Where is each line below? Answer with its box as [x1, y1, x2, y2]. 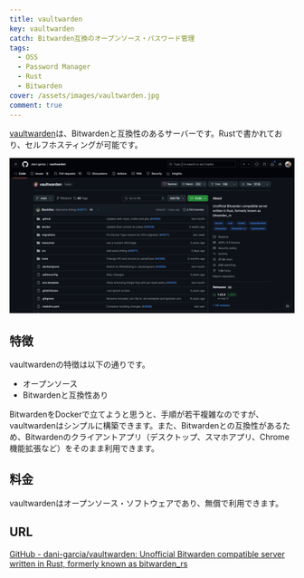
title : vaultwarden [9, 14, 83, 24]
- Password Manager [17, 63, 91, 72]
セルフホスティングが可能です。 [24, 139, 143, 149]
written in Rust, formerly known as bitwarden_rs [9, 558, 188, 569]
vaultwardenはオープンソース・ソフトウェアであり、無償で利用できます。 [9, 497, 284, 508]
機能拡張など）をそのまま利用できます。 [9, 442, 160, 453]
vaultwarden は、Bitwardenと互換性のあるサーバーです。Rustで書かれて [9, 128, 275, 139]
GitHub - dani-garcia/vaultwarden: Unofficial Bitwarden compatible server [9, 548, 285, 559]
